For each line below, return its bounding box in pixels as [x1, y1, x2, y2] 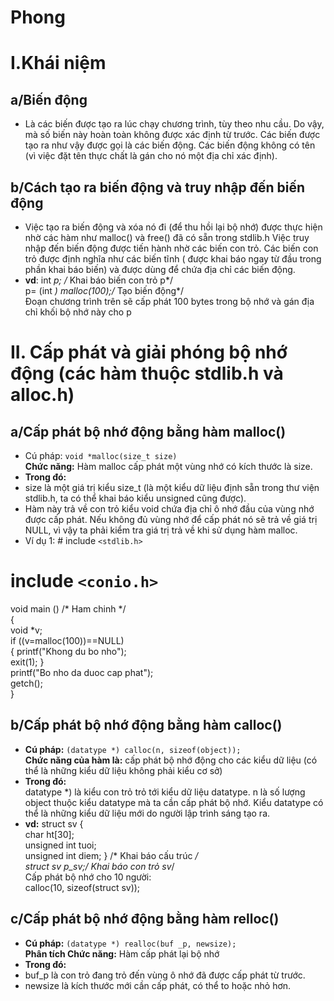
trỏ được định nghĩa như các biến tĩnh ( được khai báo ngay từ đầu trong [24, 253, 322, 265]
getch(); [10, 677, 43, 689]
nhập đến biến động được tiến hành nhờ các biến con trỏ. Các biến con [24, 242, 319, 254]
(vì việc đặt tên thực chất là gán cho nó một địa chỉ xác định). [24, 150, 278, 162]
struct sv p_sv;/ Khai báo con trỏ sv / [24, 860, 175, 872]
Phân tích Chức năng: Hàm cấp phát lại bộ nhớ [24, 947, 220, 960]
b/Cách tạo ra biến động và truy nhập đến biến [10, 179, 306, 196]
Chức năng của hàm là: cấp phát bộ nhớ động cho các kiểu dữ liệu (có [24, 754, 318, 766]
